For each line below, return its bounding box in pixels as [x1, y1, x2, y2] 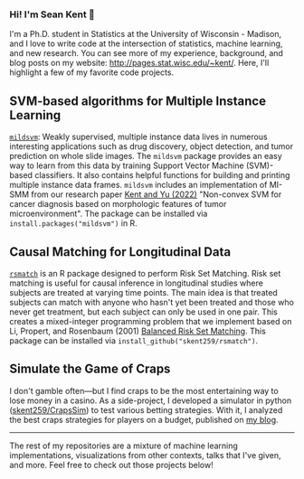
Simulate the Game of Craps [9, 362, 171, 377]
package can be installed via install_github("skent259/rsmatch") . [9, 334, 259, 346]
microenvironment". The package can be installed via [9, 208, 208, 220]
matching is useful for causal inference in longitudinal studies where [9, 277, 264, 288]
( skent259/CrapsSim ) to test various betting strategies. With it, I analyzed [9, 404, 283, 415]
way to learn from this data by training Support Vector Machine [9, 160, 244, 171]
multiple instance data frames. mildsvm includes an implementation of [9, 180, 268, 191]
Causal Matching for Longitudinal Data [9, 244, 232, 259]
